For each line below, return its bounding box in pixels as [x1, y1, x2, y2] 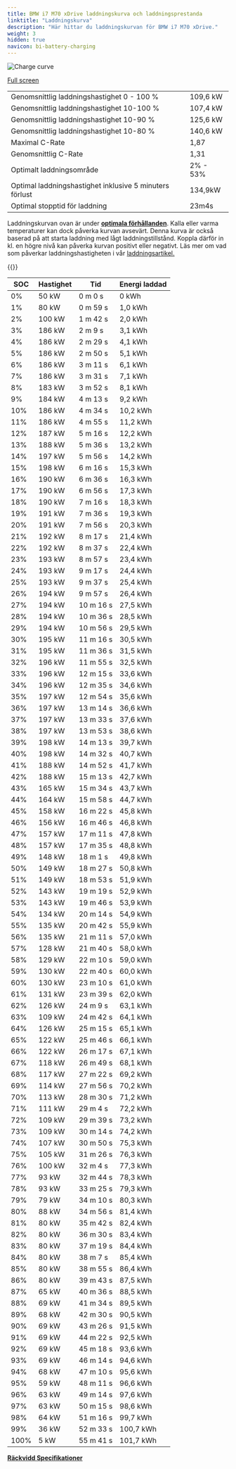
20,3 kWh [119, 520, 152, 530]
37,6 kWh [119, 715, 152, 724]
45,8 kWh [119, 806, 152, 815]
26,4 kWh [119, 589, 152, 599]
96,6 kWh [119, 1378, 152, 1388]
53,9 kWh [119, 898, 152, 907]
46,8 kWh [119, 818, 152, 827]
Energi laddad [119, 280, 167, 289]
